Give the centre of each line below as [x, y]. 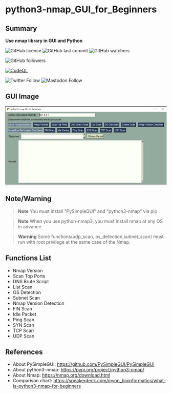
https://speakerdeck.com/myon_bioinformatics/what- [110, 381]
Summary [21, 28]
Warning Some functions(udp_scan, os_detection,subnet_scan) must [91, 237]
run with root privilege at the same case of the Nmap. [74, 242]
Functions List [28, 258]
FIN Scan [22, 308]
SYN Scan [24, 325]
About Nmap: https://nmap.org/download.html [61, 375]
